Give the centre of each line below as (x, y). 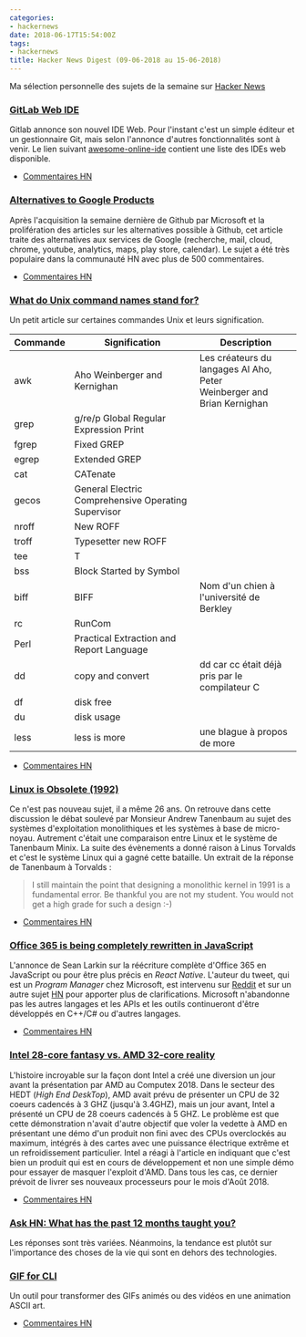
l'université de (229, 596)
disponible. (31, 159)
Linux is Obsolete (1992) (64, 789)
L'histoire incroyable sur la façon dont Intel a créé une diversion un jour (143, 1075)
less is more (100, 737)
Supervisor (97, 512)
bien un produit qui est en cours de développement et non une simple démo (152, 1162)
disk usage (97, 717)
